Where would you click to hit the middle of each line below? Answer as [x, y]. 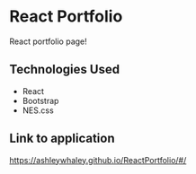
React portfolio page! [48, 41]
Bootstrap [40, 100]
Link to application [62, 139]
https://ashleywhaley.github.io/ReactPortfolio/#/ [98, 160]
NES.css [38, 110]
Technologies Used [64, 70]
